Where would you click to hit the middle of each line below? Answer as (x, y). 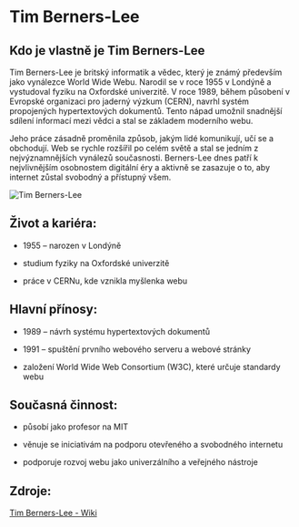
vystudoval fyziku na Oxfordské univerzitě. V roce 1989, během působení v (150, 92)
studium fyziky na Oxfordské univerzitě (96, 263)
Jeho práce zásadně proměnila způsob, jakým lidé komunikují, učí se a (142, 138)
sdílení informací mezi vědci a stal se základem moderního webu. (131, 121)
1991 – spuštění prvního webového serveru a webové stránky (137, 349)
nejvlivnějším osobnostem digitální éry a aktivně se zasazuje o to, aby (140, 167)
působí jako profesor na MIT (75, 427)
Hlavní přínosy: (54, 310)
